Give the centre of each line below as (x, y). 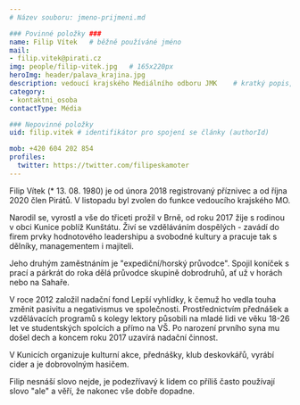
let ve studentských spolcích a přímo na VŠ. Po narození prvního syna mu (145, 327)
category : (28, 91)
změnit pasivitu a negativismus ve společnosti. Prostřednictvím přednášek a (149, 309)
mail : (19, 50)
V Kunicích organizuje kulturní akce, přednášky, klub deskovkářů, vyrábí (142, 354)
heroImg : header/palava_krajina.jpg (77, 75)
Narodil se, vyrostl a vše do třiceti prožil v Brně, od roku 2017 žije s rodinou (147, 217)
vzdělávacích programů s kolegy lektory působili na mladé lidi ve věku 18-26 (150, 318)
